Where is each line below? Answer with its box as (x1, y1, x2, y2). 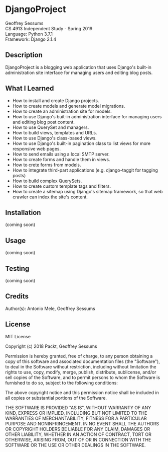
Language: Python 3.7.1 (5, 31, 53, 37)
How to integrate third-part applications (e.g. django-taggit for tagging (12, 167, 158, 173)
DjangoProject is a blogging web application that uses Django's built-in (5, 64, 152, 70)
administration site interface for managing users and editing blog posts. (5, 69, 153, 76)
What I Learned (5, 84, 54, 93)
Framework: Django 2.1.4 (5, 36, 57, 42)
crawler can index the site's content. (12, 194, 88, 200)
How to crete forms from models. (12, 162, 81, 168)
